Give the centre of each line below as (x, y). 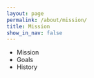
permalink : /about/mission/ (47, 20)
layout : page (25, 13)
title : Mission (28, 26)
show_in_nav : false (35, 33)
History (27, 67)
